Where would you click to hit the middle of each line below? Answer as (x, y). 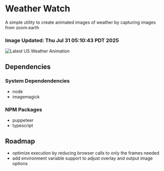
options (20, 164)
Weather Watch (38, 9)
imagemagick (26, 96)
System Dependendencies (37, 81)
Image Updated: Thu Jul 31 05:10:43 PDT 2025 (62, 40)
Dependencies (28, 66)
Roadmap (20, 141)
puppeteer (23, 120)
